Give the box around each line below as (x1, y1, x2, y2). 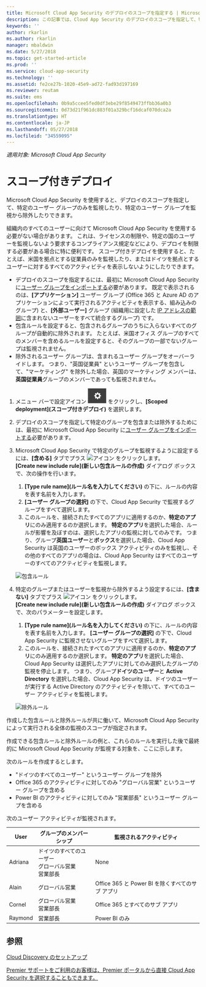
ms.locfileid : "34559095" (6, 132, 72, 139)
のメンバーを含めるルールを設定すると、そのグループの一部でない (15, 337, 182, 345)
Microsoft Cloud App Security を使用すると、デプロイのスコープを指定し (6, 196, 190, 204)
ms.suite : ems (6, 94, 43, 101)
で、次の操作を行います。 (15, 470, 80, 478)
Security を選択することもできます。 (6, 974, 98, 981)
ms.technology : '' (6, 74, 53, 81)
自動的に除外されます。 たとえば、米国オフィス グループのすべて (36, 330, 199, 337)
